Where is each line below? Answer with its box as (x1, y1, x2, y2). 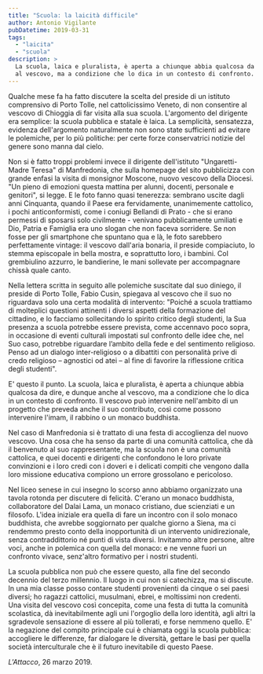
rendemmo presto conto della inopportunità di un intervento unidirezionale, (8, 526, 250, 536)
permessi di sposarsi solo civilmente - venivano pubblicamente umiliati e (8, 215, 243, 225)
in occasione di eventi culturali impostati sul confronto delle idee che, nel (8, 331, 244, 340)
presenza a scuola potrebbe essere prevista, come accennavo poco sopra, (8, 322, 250, 332)
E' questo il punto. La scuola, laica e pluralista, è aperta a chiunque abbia (8, 379, 244, 389)
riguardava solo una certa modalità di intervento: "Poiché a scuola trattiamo (8, 297, 253, 306)
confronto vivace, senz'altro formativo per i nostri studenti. (8, 551, 199, 561)
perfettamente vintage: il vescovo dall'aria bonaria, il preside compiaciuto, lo (8, 240, 255, 250)
